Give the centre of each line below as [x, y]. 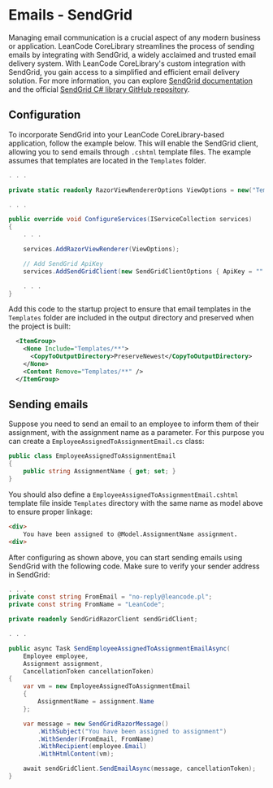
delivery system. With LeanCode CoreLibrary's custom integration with [127, 63]
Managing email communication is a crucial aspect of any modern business [135, 37]
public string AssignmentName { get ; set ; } [100, 472]
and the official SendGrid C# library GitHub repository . [99, 89]
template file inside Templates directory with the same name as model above [136, 503]
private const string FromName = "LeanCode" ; [87, 605]
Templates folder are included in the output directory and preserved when [131, 318]
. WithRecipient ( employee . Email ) [93, 747]
